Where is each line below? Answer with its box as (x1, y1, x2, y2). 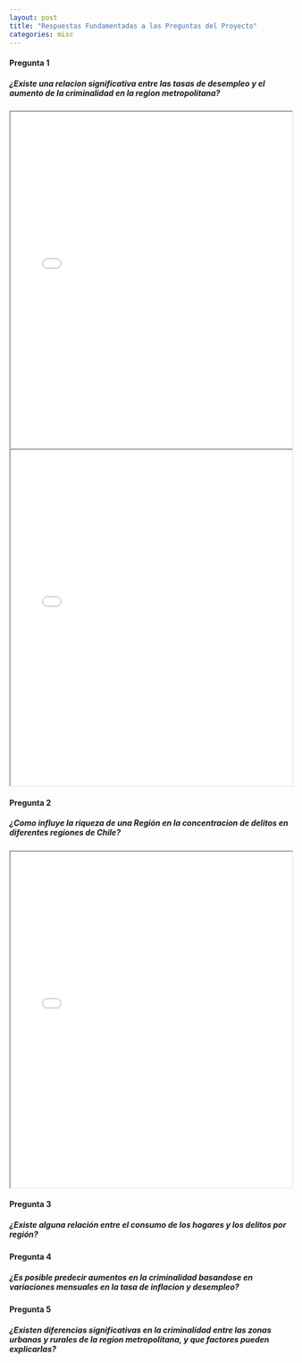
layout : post (9, 13, 58, 22)
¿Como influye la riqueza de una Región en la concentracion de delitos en (9, 818, 289, 828)
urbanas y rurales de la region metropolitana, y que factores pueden (9, 1333, 270, 1344)
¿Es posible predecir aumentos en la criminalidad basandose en (9, 1272, 253, 1282)
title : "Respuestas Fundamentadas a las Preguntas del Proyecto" (9, 21, 257, 30)
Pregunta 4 (9, 1251, 52, 1263)
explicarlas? (9, 1343, 56, 1354)
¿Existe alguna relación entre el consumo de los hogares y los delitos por (9, 1219, 287, 1230)
